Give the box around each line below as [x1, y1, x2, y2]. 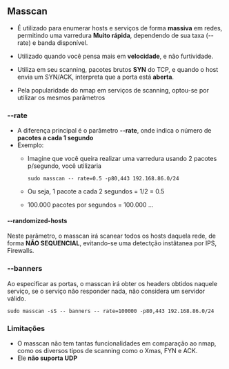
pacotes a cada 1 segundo [17, 134, 94, 142]
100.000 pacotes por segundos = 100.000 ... [27, 200, 154, 209]
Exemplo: [17, 141, 44, 149]
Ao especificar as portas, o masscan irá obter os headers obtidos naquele [7, 279, 218, 287]
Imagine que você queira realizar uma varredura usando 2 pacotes [27, 155, 217, 163]
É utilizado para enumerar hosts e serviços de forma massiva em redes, [17, 23, 223, 32]
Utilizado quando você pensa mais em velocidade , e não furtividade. [17, 52, 214, 60]
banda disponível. [37, 38, 88, 47]
